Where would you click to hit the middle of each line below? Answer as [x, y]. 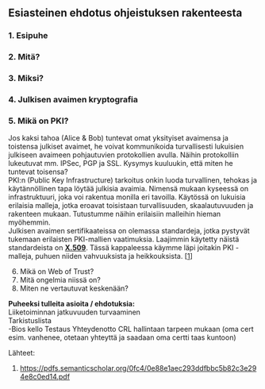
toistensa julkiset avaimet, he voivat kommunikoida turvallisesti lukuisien [126, 147]
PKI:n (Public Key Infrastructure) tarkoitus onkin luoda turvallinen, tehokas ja [133, 180]
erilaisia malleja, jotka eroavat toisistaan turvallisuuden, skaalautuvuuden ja [131, 206]
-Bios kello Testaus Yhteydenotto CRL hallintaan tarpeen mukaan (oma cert [131, 329]
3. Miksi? [26, 79]
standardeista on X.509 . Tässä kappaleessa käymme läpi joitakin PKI [121, 248]
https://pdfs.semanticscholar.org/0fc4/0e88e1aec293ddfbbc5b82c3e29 [138, 368]
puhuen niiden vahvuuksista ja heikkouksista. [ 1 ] [114, 256]
